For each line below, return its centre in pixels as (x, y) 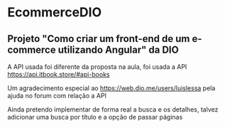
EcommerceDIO (54, 12)
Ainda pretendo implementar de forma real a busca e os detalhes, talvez (113, 110)
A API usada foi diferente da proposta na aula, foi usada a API (97, 67)
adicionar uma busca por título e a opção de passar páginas (95, 117)
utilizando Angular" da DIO (118, 49)
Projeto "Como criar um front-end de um (99, 39)
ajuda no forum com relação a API (57, 96)
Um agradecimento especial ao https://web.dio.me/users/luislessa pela (111, 88)
